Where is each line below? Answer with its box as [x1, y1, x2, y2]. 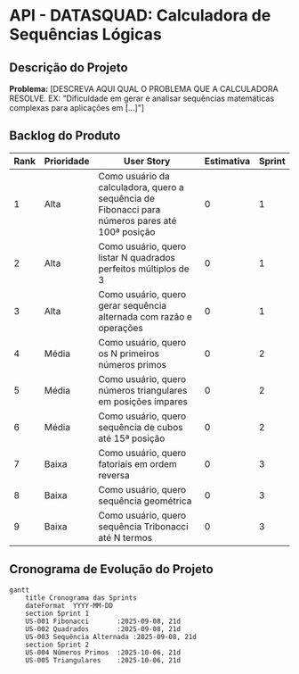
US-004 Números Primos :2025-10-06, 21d [25, 648, 181, 657]
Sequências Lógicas [9, 24, 162, 45]
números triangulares [97, 384, 188, 396]
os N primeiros [97, 347, 160, 360]
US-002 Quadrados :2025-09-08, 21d [25, 624, 181, 634]
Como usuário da [97, 170, 171, 182]
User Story [123, 154, 171, 167]
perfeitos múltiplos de [97, 262, 190, 275]
